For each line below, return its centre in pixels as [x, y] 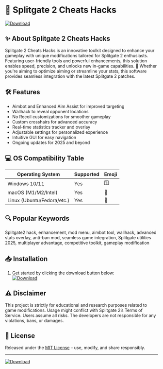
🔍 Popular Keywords [37, 218]
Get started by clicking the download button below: [63, 273]
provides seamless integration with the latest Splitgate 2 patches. [70, 76]
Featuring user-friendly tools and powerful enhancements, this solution [76, 61]
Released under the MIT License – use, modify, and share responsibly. [75, 348]
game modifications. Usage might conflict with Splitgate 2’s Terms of [74, 310]
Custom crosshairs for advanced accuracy [55, 122]
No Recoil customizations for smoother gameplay [61, 117]
